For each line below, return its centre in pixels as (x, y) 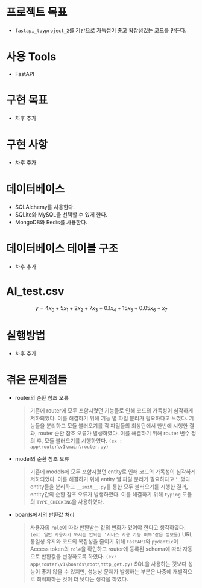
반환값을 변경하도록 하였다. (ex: (79, 557)
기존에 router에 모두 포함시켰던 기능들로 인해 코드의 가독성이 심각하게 (112, 411)
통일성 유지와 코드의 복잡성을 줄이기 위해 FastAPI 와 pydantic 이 (104, 542)
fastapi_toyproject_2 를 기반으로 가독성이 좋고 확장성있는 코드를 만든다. (101, 30)
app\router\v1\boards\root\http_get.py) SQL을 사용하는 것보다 (108, 564)
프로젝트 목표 (37, 12)
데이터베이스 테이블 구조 (62, 248)
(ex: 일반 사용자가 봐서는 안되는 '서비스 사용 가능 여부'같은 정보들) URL (111, 534)
